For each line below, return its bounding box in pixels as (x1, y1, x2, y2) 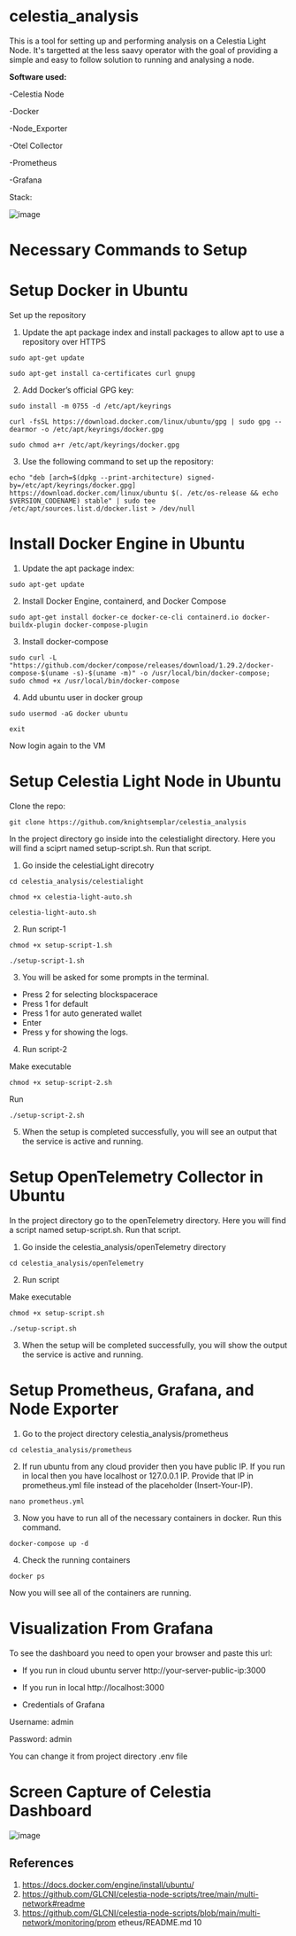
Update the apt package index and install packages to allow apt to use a (21, 327, 285, 338)
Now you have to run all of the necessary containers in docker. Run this (21, 1512, 283, 1523)
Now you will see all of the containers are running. (9, 1587, 192, 1597)
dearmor (9, 425, 38, 434)
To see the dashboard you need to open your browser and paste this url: (9, 1647, 273, 1659)
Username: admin (9, 1716, 74, 1727)
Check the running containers (21, 1554, 131, 1565)
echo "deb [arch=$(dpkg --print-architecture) (9, 473, 184, 482)
